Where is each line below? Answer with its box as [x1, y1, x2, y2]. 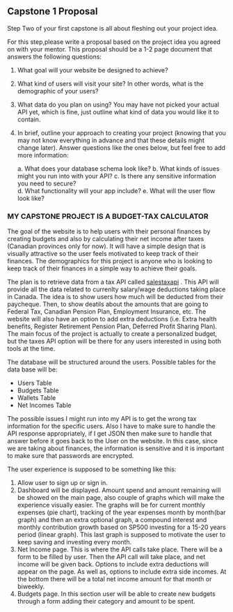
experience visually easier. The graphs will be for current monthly [17, 501, 206, 510]
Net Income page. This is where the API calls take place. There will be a [17, 545, 223, 553]
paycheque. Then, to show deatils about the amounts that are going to [7, 300, 209, 309]
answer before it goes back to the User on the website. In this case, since [7, 437, 218, 445]
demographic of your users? [17, 86, 99, 95]
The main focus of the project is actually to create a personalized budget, [7, 330, 218, 338]
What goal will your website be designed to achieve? [17, 66, 168, 74]
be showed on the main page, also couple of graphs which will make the [17, 494, 225, 502]
